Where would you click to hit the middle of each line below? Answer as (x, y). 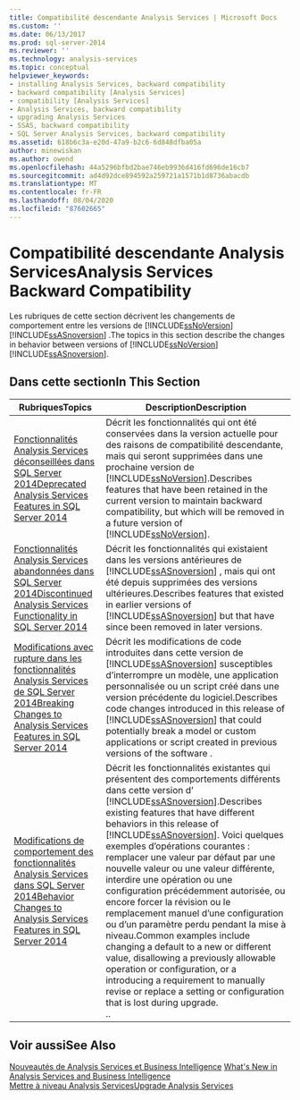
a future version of (144, 522)
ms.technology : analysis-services (74, 59)
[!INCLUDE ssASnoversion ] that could (183, 719)
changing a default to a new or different (188, 946)
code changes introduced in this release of (196, 708)
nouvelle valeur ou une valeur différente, (190, 868)
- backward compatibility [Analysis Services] (97, 92)
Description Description (196, 407)
